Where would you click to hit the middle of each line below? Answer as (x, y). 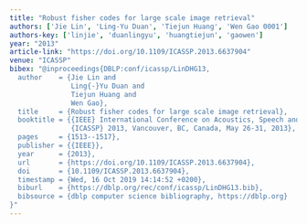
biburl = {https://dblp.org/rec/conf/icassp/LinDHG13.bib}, (140, 188)
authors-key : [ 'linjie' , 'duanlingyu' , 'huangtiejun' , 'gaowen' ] (137, 35)
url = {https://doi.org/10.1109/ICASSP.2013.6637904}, (137, 162)
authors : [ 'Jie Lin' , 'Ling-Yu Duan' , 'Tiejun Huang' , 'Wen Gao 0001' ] (148, 27)
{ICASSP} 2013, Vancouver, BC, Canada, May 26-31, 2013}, (184, 129)
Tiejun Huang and (104, 94)
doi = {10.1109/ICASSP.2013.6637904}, (104, 171)
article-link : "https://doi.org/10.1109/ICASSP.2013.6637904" (130, 52)
